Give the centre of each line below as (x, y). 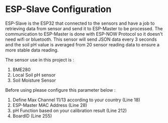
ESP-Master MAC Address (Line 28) (50, 105)
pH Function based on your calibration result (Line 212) (70, 110)
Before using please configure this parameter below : (61, 90)
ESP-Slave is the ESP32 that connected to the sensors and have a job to (80, 23)
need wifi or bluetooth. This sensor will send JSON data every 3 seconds (81, 39)
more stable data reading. (32, 50)
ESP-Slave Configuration (59, 9)
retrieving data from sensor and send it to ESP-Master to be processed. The (84, 28)
